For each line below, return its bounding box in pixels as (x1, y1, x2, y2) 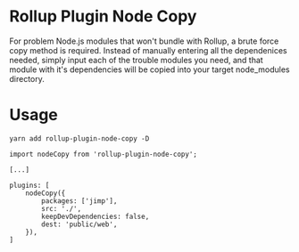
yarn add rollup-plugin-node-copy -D (9, 134, 150, 143)
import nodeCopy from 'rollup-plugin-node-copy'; (9, 150, 198, 159)
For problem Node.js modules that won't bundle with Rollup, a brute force (9, 36, 279, 46)
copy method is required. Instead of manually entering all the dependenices (9, 45, 287, 55)
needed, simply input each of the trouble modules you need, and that (9, 54, 263, 65)
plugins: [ (9, 181, 50, 190)
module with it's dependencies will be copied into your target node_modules (9, 64, 290, 75)
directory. (9, 73, 45, 84)
